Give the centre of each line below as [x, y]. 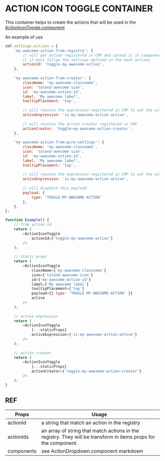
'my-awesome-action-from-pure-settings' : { [59, 142]
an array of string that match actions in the [90, 430]
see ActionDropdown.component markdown [92, 451]
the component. [59, 443]
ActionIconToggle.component [35, 27]
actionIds [18, 437]
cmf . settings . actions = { [31, 46]
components [22, 451]
